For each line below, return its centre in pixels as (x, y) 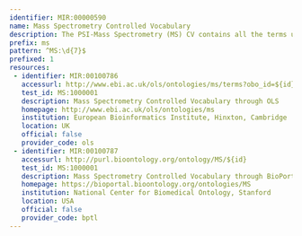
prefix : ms (30, 43)
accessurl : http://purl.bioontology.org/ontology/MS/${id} (134, 159)
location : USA (48, 201)
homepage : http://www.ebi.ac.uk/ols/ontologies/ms (118, 109)
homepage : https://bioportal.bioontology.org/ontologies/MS (136, 185)
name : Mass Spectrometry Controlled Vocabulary (100, 26)
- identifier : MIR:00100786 (66, 76)
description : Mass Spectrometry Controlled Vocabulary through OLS (150, 101)
